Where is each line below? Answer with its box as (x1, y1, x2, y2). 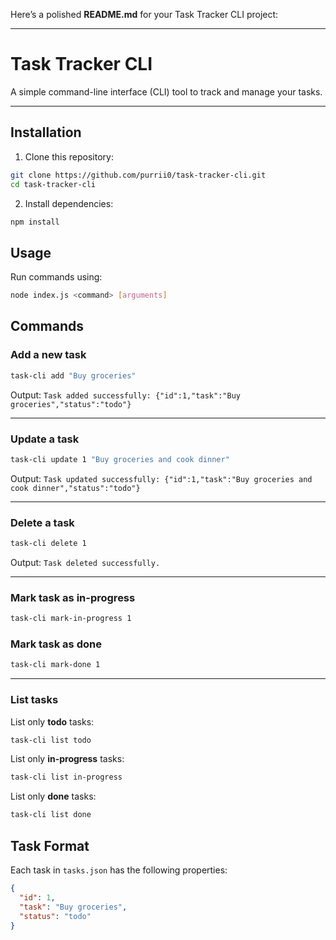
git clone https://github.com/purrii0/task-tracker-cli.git (10, 170, 267, 180)
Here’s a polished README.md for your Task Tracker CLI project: (10, 9, 279, 20)
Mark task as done (10, 637, 102, 651)
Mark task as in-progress (10, 590, 136, 604)
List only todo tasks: (10, 715, 95, 728)
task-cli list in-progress (10, 772, 123, 783)
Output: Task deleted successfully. (10, 556, 161, 568)
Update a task (10, 432, 80, 446)
